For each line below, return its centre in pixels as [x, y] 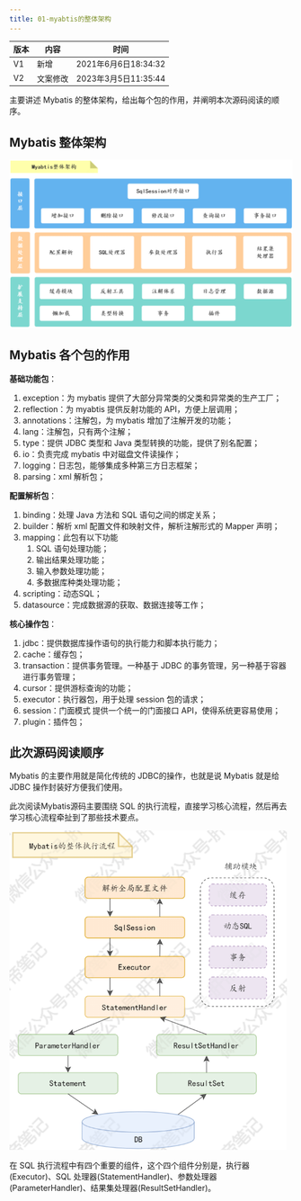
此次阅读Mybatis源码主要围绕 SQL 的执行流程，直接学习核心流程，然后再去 [148, 806]
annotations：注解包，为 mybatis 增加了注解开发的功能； [128, 420]
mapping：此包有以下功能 [70, 537]
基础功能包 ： [33, 379]
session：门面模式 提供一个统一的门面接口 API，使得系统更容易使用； [151, 710]
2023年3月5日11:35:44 [121, 78]
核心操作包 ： [33, 623]
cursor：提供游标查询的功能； [78, 687]
